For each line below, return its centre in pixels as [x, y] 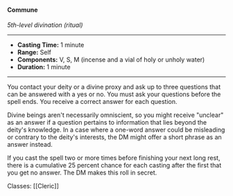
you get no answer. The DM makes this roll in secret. [82, 172]
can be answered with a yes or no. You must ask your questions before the [114, 94]
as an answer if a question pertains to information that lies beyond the [107, 123]
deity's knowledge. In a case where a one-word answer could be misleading [116, 130]
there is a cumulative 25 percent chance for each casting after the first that [114, 166]
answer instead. [30, 145]
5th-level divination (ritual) [45, 25]
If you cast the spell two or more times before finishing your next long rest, [114, 158]
